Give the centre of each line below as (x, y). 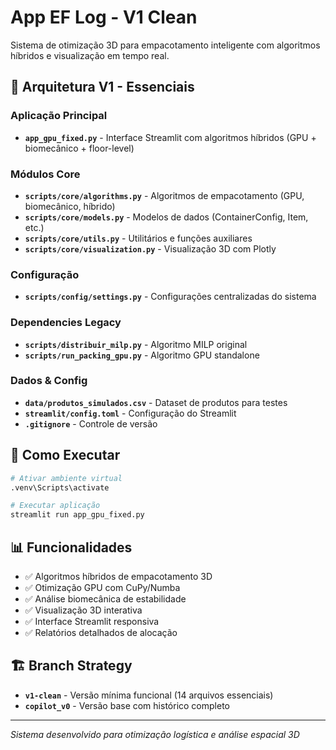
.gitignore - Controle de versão (91, 423)
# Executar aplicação (55, 506)
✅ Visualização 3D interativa (83, 610)
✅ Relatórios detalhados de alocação (101, 632)
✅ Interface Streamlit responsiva (92, 621)
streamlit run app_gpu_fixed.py (77, 515)
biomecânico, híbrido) (70, 206)
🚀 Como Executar (65, 455)
